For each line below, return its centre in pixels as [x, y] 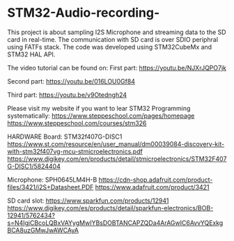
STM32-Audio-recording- [84, 13]
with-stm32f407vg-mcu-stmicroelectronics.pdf [75, 151]
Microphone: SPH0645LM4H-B [52, 180]
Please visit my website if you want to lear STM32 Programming [99, 108]
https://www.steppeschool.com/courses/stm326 [77, 123]
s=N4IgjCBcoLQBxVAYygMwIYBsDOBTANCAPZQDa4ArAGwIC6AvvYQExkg [115, 223]
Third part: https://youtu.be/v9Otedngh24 [67, 95]
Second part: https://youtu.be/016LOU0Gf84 [71, 81]
